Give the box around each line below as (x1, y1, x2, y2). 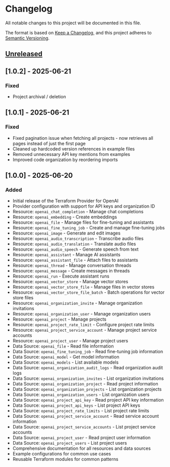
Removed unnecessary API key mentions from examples (12, 151, 131, 157)
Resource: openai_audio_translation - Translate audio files (12, 241, 136, 247)
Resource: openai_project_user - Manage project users (12, 338, 129, 344)
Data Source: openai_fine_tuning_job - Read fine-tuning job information (12, 348, 163, 355)
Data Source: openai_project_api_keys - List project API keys (12, 402, 141, 408)
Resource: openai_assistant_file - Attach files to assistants (12, 257, 138, 263)
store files (12, 295, 34, 301)
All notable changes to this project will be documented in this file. (5, 20, 142, 26)
